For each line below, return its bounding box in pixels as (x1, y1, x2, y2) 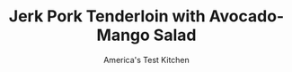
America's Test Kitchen (102, 54, 190, 65)
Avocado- (208, 6, 285, 27)
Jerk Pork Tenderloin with (8, 6, 206, 27)
